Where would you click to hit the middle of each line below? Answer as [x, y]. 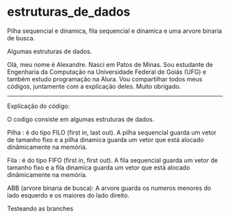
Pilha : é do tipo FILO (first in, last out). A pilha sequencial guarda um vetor [112, 132]
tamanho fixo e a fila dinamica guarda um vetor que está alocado [99, 167]
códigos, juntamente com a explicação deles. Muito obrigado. [94, 86]
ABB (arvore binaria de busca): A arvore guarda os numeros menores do [109, 188]
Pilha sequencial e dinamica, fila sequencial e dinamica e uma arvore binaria [115, 31]
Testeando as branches [40, 208]
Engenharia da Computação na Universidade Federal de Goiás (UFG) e [107, 72]
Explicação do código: [39, 106]
